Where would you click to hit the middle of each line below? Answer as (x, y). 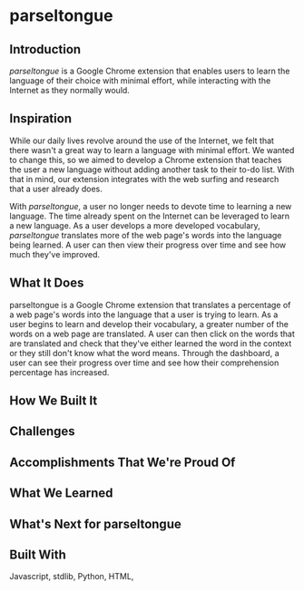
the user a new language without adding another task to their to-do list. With (152, 170)
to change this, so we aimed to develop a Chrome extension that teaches (146, 160)
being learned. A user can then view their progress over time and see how (148, 245)
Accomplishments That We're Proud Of (123, 462)
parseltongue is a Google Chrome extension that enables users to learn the (150, 71)
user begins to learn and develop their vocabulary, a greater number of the (149, 324)
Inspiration (41, 119)
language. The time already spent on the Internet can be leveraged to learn (150, 216)
